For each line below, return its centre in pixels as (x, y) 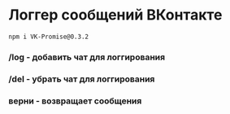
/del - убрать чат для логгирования (82, 79)
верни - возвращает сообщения (75, 101)
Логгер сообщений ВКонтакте (115, 15)
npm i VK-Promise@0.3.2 (49, 37)
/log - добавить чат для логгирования (87, 57)
